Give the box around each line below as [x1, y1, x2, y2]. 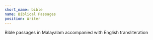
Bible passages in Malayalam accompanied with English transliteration [4, 30, 149, 36]
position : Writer [4, 16, 41, 21]
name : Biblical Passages [4, 12, 56, 17]
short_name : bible [4, 7, 43, 12]
